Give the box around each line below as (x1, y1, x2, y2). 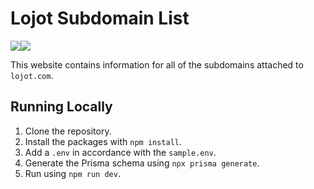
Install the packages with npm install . (24, 135, 183, 147)
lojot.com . (10, 69, 54, 81)
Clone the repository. (24, 125, 112, 137)
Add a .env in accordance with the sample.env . (24, 146, 217, 158)
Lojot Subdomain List (10, 7, 190, 30)
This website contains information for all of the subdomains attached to (10, 58, 304, 71)
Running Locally (10, 98, 113, 116)
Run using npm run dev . (24, 167, 121, 179)
